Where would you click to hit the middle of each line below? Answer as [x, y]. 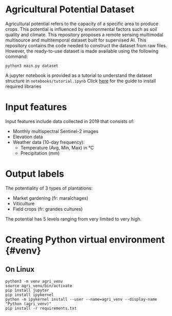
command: [17, 56]
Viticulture [24, 203]
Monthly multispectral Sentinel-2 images [55, 131]
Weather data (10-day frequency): [49, 142]
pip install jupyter [27, 290]
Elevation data [28, 137]
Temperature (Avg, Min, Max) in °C [57, 147]
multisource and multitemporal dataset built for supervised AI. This [76, 40]
